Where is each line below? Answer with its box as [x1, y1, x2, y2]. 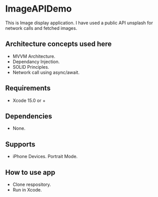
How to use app [5, 168, 56, 177]
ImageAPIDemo [5, 3, 72, 15]
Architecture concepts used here [5, 40, 112, 48]
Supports [5, 140, 35, 149]
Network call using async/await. [12, 69, 80, 75]
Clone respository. [12, 181, 52, 187]
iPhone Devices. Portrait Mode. [12, 154, 78, 160]
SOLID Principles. [12, 64, 50, 70]
